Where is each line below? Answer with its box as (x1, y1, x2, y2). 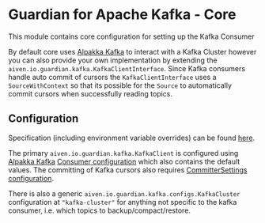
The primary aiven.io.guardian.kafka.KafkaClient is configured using (8, 148, 239, 157)
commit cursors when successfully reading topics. (8, 89, 172, 98)
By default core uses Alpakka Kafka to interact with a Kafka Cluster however (8, 47, 257, 56)
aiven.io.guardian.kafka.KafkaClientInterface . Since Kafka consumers (8, 63, 246, 73)
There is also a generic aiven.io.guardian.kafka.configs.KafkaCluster (8, 188, 241, 198)
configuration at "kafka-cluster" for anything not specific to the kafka (8, 197, 237, 206)
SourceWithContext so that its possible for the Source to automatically (8, 81, 232, 90)
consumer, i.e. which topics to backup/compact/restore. (8, 206, 191, 215)
